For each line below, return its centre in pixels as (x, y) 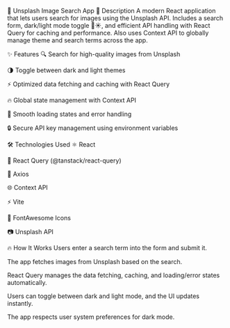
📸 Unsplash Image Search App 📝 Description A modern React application (112, 11)
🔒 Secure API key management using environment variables (93, 128)
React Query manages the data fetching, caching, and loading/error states (114, 275)
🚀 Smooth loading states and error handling (69, 114)
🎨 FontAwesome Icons (39, 218)
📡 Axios (18, 174)
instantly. (20, 303)
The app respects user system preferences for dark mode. (91, 317)
